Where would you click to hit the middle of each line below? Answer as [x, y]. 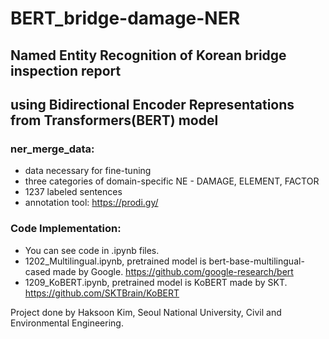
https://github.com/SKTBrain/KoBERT [102, 293]
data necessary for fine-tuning [88, 171]
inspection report [66, 70]
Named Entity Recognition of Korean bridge [148, 55]
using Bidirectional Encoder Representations [152, 104]
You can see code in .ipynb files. [92, 250]
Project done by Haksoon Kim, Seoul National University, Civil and [146, 312]
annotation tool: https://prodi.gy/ [91, 203]
